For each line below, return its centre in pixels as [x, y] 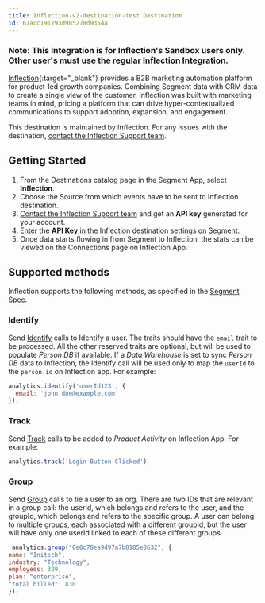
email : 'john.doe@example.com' [67, 393]
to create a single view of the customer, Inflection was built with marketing [130, 95]
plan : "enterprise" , [42, 577]
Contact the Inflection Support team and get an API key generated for [134, 213]
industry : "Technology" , [49, 562]
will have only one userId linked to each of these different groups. [115, 532]
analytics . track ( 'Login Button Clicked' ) [78, 462]
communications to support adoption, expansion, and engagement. [118, 111]
